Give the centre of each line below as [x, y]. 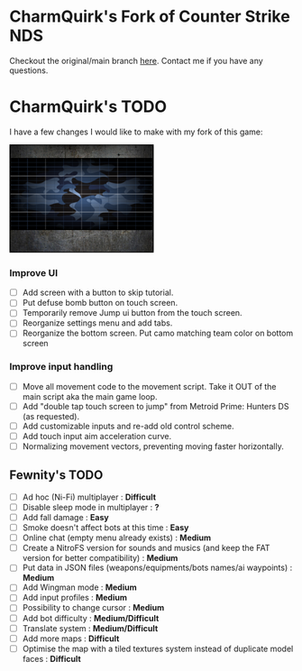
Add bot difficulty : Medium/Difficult [91, 618]
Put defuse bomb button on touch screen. [100, 303]
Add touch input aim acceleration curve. [97, 436]
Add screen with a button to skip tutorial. [98, 293]
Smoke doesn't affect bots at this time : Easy [105, 528]
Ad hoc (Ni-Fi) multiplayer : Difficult [89, 497]
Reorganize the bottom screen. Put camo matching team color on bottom [158, 333]
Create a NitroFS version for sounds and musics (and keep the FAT [146, 548]
